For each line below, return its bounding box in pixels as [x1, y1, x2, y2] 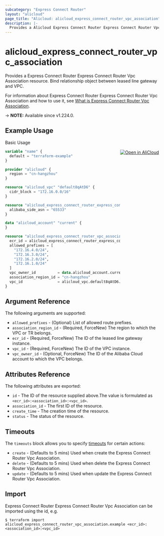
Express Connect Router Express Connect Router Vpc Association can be [5, 503, 153, 509]
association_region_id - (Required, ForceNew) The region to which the [12, 325, 156, 331]
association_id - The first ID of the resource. [12, 403, 103, 409]
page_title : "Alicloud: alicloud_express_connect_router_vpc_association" [5, 16, 161, 21]
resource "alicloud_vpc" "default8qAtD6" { [5, 185, 95, 190]
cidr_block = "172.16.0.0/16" [9, 189, 71, 194]
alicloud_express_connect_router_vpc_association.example [5, 522, 125, 527]
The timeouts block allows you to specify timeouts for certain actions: [5, 440, 145, 447]
